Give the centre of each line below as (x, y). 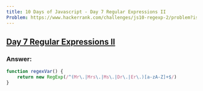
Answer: (19, 59)
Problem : (17, 17)
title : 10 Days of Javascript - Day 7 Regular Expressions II (86, 12)
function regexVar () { (35, 72)
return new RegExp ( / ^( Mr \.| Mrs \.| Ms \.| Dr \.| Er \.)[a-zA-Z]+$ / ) (97, 77)
